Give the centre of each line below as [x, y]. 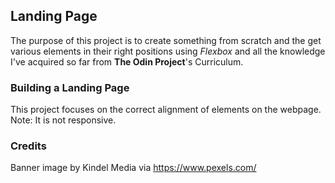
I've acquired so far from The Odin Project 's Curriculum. [127, 61]
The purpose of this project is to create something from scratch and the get [166, 40]
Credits [28, 146]
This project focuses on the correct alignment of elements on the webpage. [166, 110]
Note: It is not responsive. [63, 120]
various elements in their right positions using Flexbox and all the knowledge [168, 51]
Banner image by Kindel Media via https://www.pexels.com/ [133, 168]
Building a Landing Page [70, 87]
